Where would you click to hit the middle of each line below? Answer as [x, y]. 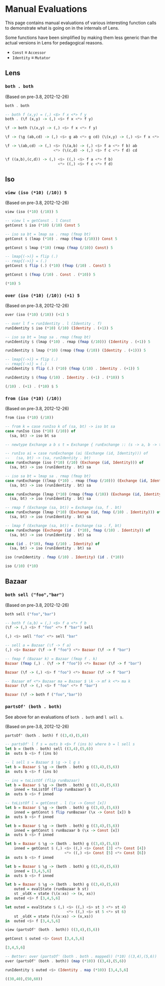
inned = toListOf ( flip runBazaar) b [53, 790]
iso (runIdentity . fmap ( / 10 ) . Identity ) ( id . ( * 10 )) [65, 557]
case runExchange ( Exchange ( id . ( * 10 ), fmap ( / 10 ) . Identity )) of [78, 530]
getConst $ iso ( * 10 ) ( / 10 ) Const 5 [42, 225]
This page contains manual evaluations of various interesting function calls [81, 23]
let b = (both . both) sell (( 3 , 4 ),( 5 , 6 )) [49, 749]
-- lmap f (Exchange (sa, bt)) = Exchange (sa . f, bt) [63, 526]
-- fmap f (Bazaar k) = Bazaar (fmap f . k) [51, 659]
